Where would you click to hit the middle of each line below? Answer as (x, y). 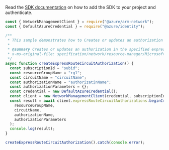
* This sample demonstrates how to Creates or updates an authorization (85, 40)
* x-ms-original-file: (31, 54)
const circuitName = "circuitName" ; (48, 77)
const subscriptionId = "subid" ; (45, 68)
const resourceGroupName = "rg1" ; (46, 73)
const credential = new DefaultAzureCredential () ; (64, 92)
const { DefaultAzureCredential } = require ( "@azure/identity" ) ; (75, 26)
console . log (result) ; (32, 129)
